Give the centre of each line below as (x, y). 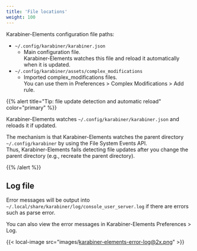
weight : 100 (21, 17)
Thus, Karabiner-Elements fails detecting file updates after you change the (97, 150)
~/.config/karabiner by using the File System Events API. (77, 143)
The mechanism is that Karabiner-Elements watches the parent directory (95, 136)
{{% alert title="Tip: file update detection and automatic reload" (84, 101)
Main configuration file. (52, 52)
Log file (20, 185)
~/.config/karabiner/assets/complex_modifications (79, 71)
